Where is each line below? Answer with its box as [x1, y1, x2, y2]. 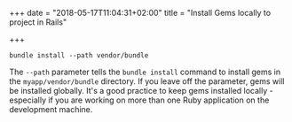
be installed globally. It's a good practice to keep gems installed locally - [9, 86, 273, 95]
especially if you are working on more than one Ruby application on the [9, 95, 270, 105]
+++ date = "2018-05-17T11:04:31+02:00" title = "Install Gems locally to [9, 8, 272, 18]
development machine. [9, 104, 93, 114]
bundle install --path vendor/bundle [9, 51, 149, 60]
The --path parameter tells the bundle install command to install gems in [9, 66, 281, 77]
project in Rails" [9, 17, 67, 27]
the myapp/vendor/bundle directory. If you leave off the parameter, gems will [9, 76, 285, 87]
